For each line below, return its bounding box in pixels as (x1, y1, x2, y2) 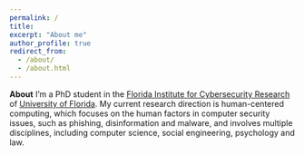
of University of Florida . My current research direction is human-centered (9, 98, 284, 109)
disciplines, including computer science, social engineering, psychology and (9, 127, 295, 138)
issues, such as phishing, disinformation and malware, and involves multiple (9, 117, 293, 128)
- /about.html (17, 64, 71, 73)
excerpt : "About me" (9, 30, 88, 39)
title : (9, 22, 34, 31)
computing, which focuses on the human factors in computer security (9, 108, 270, 119)
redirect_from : (9, 47, 67, 56)
